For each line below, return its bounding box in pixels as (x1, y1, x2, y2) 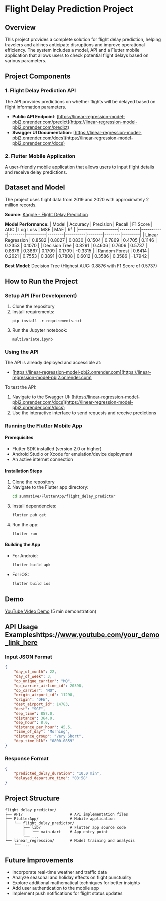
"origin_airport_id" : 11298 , (14, 692, 75, 698)
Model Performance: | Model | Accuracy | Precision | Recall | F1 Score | (5, 221, 153, 227)
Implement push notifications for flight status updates (12, 890, 123, 896)
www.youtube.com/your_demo (60, 630, 160, 639)
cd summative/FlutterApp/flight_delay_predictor (12, 494, 116, 499)
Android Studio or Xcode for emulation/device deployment (12, 451, 133, 457)
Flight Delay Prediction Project (5, 3, 134, 15)
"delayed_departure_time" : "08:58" (14, 775, 88, 781)
